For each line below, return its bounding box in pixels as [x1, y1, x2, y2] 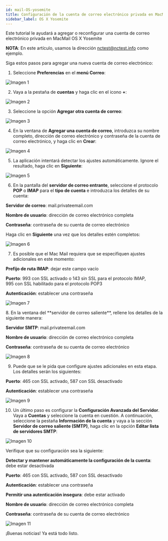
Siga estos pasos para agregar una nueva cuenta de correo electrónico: [5, 60, 154, 66]
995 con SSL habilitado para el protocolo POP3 [5, 281, 103, 287]
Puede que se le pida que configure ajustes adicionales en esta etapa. [12, 363, 158, 369]
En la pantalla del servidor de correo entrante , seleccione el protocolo [12, 182, 159, 188]
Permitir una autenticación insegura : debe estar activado [5, 492, 125, 498]
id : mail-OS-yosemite [5, 7, 51, 12]
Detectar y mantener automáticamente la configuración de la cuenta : [5, 457, 152, 464]
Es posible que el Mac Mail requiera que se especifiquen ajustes [12, 251, 145, 257]
